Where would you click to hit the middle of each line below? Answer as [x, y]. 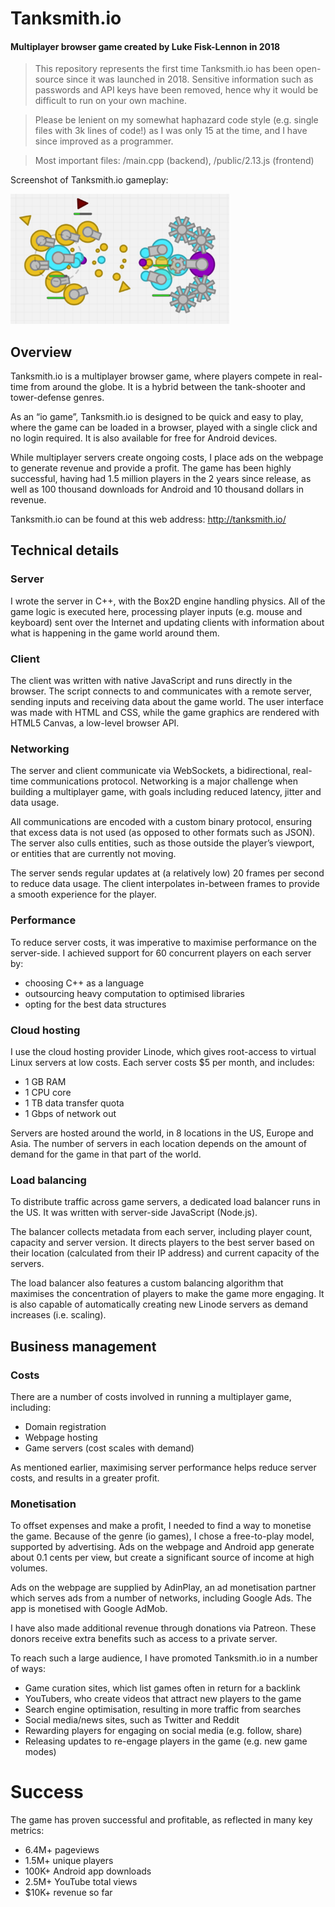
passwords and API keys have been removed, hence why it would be [176, 90]
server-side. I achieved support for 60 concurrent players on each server [161, 953]
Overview [41, 352]
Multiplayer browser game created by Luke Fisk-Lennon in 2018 [145, 46]
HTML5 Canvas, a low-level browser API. [95, 723]
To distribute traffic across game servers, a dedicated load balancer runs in [165, 1202]
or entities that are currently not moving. [93, 854]
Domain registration [65, 1426]
